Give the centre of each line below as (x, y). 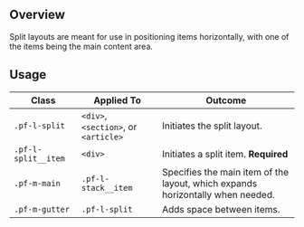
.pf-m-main (37, 183)
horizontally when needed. (218, 194)
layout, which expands (209, 183)
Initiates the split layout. (212, 126)
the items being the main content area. (81, 46)
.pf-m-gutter (42, 209)
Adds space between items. (221, 209)
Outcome (226, 100)
